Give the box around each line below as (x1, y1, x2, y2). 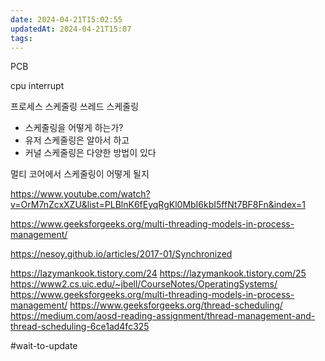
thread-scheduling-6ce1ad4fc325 (10, 321, 150, 333)
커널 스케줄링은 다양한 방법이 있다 (24, 147, 157, 159)
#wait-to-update (10, 340, 78, 352)
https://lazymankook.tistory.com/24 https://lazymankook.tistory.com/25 (10, 267, 307, 280)
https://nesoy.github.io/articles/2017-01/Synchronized (10, 248, 233, 260)
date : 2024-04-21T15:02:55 (10, 14, 123, 25)
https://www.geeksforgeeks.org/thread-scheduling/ (69, 299, 283, 311)
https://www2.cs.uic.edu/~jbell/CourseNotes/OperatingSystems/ (10, 278, 278, 290)
